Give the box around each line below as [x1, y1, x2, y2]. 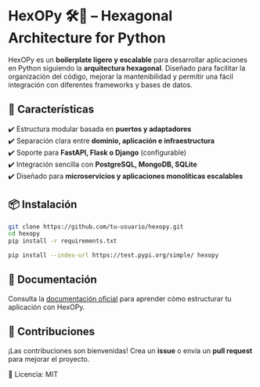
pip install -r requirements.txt [8, 237, 117, 245]
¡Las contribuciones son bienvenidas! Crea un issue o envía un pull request [8, 345, 253, 355]
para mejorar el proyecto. [8, 354, 90, 363]
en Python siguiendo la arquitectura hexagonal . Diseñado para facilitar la [8, 63, 246, 72]
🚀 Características [8, 103, 95, 116]
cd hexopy [8, 230, 41, 238]
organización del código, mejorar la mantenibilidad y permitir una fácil [8, 71, 233, 81]
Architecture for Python [8, 29, 166, 47]
